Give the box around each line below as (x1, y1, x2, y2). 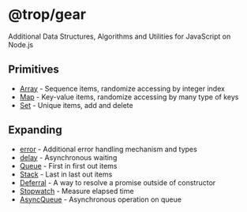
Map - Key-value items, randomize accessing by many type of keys (19, 92, 239, 102)
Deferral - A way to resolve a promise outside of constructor (19, 177, 216, 187)
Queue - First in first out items (19, 161, 118, 170)
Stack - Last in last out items (19, 169, 113, 179)
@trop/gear (8, 6, 87, 24)
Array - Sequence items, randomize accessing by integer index (19, 84, 225, 93)
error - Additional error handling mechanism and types (19, 144, 197, 154)
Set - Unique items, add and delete (19, 100, 133, 110)
